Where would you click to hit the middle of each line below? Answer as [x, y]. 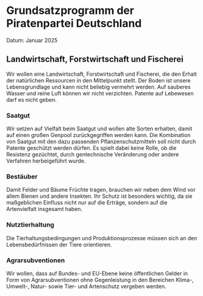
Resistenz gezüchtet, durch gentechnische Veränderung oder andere [93, 155]
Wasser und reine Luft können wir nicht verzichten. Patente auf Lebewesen [100, 93]
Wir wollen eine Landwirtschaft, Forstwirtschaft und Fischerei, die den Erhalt [101, 74]
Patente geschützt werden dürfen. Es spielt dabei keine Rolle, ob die [92, 148]
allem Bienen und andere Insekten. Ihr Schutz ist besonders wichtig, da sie [99, 196]
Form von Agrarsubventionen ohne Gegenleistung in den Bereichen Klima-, [100, 280]
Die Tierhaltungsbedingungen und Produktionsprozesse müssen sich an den [102, 238]
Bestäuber [22, 177]
